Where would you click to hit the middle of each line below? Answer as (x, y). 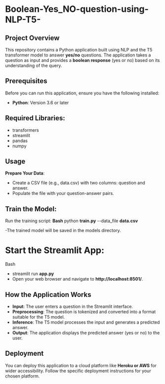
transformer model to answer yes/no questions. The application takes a (78, 55)
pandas (20, 141)
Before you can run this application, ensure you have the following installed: (82, 93)
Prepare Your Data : (25, 173)
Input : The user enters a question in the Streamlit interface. (73, 306)
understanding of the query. (34, 66)
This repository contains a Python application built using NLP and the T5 (79, 50)
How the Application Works (48, 295)
